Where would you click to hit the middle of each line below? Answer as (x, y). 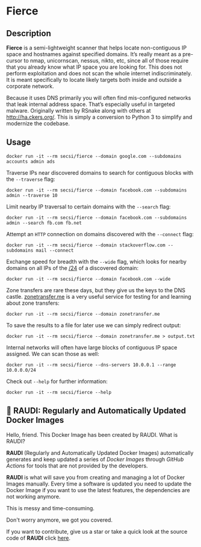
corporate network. (30, 86)
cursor (14, 61)
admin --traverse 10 (32, 195)
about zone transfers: (33, 303)
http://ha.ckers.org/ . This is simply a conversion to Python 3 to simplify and (99, 117)
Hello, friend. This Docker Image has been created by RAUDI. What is (92, 434)
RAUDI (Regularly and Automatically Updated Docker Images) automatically (100, 452)
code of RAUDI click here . (39, 538)
